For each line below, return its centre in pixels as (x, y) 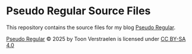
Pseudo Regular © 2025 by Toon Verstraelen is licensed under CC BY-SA (96, 39)
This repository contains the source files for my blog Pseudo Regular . (91, 27)
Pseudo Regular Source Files (78, 11)
